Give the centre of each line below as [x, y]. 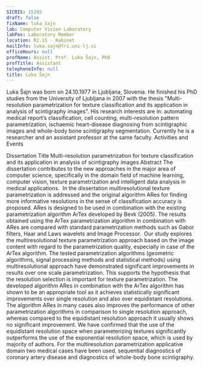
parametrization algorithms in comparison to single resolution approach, [97, 312]
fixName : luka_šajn [31, 23]
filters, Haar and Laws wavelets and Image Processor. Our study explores [99, 234]
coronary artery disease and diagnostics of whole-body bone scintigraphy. [100, 357]
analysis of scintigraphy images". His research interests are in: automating [99, 111]
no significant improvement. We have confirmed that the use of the [91, 325]
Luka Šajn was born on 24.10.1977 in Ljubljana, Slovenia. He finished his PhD [102, 92]
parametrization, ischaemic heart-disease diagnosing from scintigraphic [97, 124]
